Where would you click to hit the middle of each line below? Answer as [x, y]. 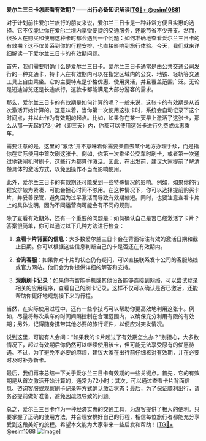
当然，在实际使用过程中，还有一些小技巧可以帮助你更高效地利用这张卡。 [97, 309]
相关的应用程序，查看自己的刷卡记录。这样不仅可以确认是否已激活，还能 [106, 288]
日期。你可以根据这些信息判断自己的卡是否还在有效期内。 [93, 247]
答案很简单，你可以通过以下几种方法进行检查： [65, 226]
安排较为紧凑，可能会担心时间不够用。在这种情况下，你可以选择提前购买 [103, 190]
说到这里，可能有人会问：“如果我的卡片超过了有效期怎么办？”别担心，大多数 [103, 337]
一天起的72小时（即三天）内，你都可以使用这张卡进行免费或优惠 [104, 125]
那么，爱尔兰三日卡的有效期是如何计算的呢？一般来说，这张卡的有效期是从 [100, 102]
